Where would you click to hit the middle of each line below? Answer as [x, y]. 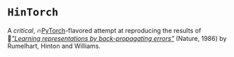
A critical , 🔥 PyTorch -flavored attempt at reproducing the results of [104, 30]
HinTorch [33, 12]
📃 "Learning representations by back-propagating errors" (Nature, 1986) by [117, 38]
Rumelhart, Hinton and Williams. [54, 46]
